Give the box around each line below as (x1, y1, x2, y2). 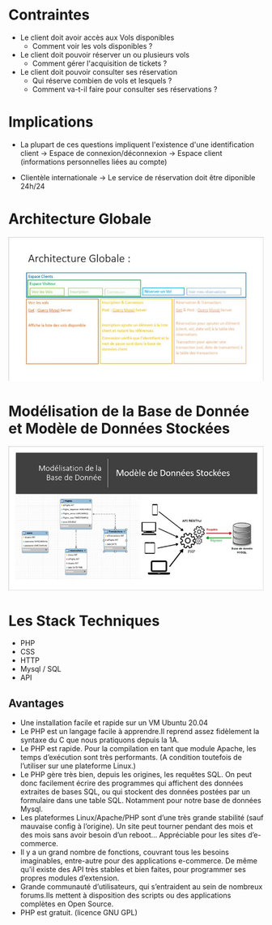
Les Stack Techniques (8, 612, 160, 630)
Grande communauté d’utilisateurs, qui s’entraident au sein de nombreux (19, 882, 263, 892)
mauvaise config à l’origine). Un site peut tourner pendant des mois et (19, 822, 253, 832)
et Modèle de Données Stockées (8, 419, 231, 438)
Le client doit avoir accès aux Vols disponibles (19, 32, 175, 42)
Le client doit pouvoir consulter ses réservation (19, 67, 178, 76)
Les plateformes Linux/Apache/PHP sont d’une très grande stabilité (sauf (19, 813, 264, 823)
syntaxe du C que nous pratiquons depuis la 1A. (19, 735, 180, 745)
